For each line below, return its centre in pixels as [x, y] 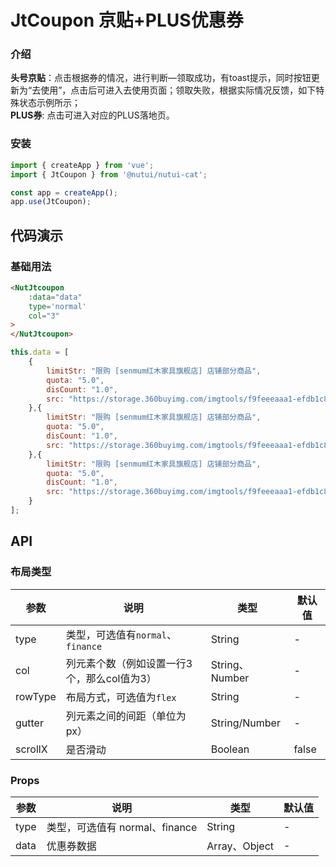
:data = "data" [55, 297]
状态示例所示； [49, 103]
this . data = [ [40, 352]
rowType [36, 696]
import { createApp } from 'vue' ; [82, 165]
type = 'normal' [57, 306]
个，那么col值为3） [111, 678]
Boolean [230, 749]
